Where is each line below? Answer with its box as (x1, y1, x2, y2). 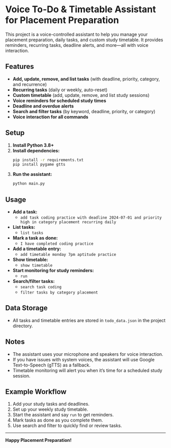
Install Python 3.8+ (12, 142, 54, 148)
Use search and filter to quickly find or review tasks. (12, 423, 122, 429)
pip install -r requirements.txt (12, 157, 84, 163)
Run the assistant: (12, 171, 52, 177)
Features (5, 62, 34, 71)
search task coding (20, 284, 62, 289)
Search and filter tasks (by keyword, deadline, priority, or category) (12, 108, 156, 114)
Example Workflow (5, 387, 67, 396)
